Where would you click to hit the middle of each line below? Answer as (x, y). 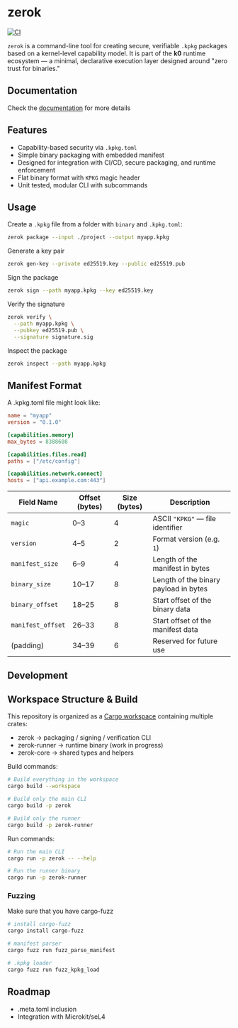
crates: (18, 724)
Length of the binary (187, 580)
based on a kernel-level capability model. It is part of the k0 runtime (107, 53)
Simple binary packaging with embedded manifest (91, 155)
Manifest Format (45, 385)
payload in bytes (180, 589)
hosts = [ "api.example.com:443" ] (57, 481)
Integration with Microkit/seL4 (62, 1017)
